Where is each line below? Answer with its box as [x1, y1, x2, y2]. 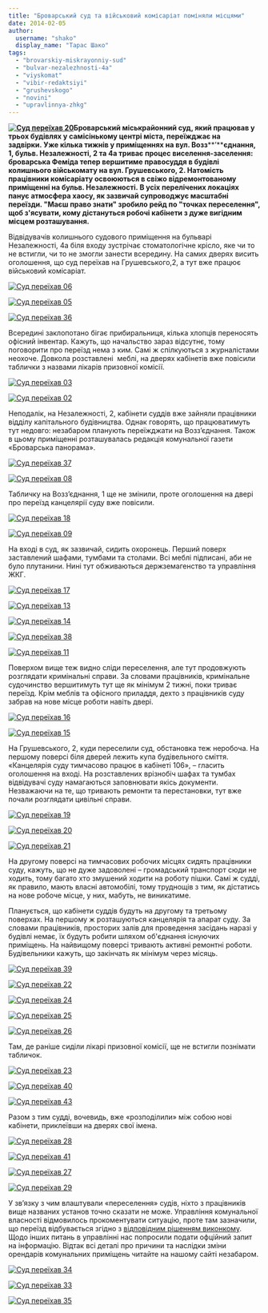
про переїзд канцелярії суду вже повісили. [8, 498, 154, 508]
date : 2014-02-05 [8, 19, 66, 27]
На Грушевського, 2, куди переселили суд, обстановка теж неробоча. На [8, 744, 260, 753]
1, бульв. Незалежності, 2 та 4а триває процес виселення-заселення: [8, 149, 254, 159]
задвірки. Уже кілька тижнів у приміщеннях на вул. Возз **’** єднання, [8, 140, 256, 150]
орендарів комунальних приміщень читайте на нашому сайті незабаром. [8, 1250, 258, 1259]
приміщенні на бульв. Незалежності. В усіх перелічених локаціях [8, 183, 240, 192]
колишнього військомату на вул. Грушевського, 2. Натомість [8, 166, 224, 175]
